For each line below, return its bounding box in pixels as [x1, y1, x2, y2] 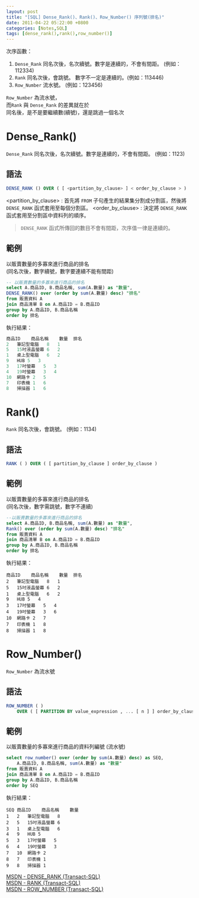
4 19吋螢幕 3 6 [6, 609, 57, 615]
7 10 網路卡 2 [6, 850, 46, 856]
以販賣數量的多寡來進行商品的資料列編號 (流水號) [6, 743, 126, 750]
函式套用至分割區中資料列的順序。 [6, 212, 89, 219]
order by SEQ [6, 782, 38, 788]
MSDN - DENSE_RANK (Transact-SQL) [6, 873, 101, 880]
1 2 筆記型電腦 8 [6, 813, 60, 819]
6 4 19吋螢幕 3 [6, 843, 57, 849]
